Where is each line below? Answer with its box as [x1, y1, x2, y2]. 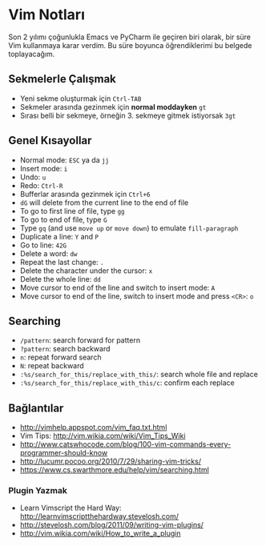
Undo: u [19, 172, 46, 182]
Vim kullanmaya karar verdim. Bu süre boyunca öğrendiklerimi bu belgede [8, 40, 252, 50]
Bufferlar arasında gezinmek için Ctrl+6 [19, 189, 151, 199]
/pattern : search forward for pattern [19, 335, 141, 345]
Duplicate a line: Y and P [19, 231, 99, 241]
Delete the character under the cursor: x [19, 266, 153, 275]
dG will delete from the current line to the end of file [19, 198, 189, 207]
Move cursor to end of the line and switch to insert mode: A [19, 283, 216, 292]
